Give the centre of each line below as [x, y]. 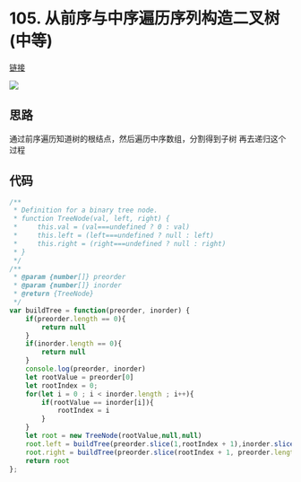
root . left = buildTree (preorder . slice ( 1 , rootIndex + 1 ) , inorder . [150, 444]
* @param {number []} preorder [69, 277]
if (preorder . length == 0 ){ [76, 319]
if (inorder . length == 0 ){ [74, 344]
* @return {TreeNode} [53, 294]
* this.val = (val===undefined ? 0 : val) [102, 227]
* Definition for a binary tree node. [86, 210]
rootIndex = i [83, 411]
